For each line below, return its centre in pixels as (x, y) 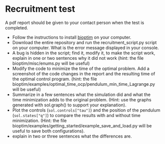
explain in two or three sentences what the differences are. (72, 136)
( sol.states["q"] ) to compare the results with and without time (76, 115)
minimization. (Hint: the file (39, 120)
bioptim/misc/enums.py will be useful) (51, 63)
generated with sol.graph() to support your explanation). (69, 105)
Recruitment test (40, 9)
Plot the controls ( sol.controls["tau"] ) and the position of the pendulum (86, 110)
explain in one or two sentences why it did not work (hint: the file (78, 58)
